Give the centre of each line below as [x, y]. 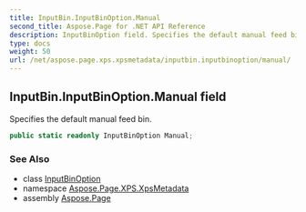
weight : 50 [30, 52]
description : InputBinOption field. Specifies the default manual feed [148, 35]
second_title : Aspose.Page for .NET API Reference [107, 26]
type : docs [30, 43]
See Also [30, 158]
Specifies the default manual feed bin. [81, 118]
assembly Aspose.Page [66, 197]
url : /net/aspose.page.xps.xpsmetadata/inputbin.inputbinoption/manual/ [150, 60]
